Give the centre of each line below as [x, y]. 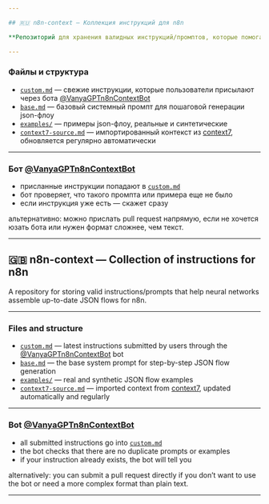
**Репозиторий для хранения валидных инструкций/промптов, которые [123, 37]
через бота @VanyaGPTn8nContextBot [85, 98]
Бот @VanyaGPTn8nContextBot [72, 169]
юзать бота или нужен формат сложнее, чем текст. [96, 227]
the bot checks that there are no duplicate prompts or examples [125, 451]
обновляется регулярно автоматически [88, 140]
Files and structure [46, 328]
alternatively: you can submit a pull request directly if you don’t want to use [132, 475]
